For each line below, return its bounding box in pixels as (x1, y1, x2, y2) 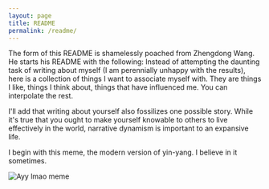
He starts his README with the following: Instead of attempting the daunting (8, 57, 260, 66)
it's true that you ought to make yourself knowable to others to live (8, 115, 228, 125)
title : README (8, 19, 56, 27)
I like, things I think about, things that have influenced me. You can (8, 82, 228, 92)
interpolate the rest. (8, 91, 74, 101)
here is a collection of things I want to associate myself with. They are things (8, 74, 262, 84)
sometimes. (8, 156, 47, 166)
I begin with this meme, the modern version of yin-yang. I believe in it (8, 147, 238, 157)
